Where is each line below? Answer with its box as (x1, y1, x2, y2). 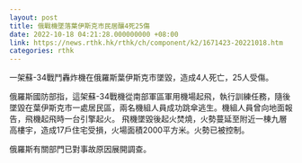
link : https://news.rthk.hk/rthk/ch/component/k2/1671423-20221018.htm (9, 38, 283, 47)
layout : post (9, 13, 58, 22)
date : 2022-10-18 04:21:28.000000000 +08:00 (9, 30, 179, 39)
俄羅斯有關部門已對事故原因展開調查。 (9, 144, 151, 155)
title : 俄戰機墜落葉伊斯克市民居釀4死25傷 (9, 21, 150, 30)
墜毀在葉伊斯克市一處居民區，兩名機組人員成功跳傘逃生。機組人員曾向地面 (9, 102, 285, 113)
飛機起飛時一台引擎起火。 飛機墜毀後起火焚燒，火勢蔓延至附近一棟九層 (24, 114, 288, 124)
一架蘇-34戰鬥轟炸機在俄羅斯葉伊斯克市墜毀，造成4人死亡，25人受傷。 (9, 73, 274, 83)
